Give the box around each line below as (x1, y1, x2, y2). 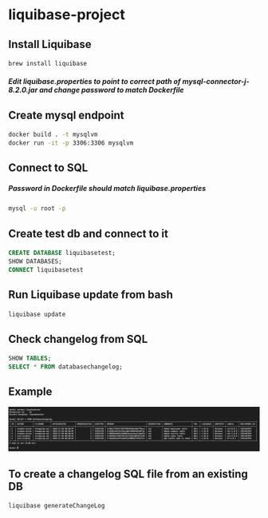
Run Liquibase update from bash (8, 288, 173, 301)
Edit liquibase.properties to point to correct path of (8, 77, 181, 86)
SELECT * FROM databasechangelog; (8, 363, 124, 371)
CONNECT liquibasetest (8, 265, 84, 273)
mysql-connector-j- (182, 77, 250, 86)
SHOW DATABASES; (8, 257, 62, 265)
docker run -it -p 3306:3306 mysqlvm (8, 139, 134, 147)
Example (8, 385, 53, 399)
